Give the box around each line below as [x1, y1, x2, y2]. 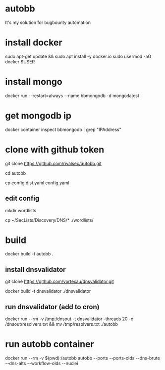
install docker [5, 37, 63, 48]
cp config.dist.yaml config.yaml [5, 180, 69, 186]
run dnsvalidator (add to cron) [5, 302, 100, 311]
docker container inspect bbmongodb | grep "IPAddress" [5, 126, 121, 132]
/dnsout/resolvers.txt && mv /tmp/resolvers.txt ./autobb [5, 321, 118, 327]
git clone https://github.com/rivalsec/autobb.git [5, 160, 102, 166]
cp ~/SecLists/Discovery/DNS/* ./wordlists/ [5, 217, 94, 223]
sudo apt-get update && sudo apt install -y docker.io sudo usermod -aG [5, 53, 152, 59]
